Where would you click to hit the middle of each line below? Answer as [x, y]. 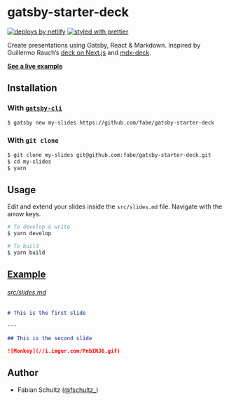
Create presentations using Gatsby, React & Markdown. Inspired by [104, 45]
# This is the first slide [47, 313]
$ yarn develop [29, 234]
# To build [23, 246]
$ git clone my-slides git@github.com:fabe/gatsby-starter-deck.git [109, 155]
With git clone [33, 141]
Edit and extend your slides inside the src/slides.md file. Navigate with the [115, 206]
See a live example [35, 66]
